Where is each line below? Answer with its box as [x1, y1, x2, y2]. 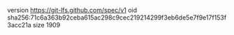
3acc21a [7, 21, 31, 29]
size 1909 [32, 21, 61, 29]
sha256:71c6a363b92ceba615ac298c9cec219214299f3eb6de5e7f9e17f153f [7, 13, 227, 22]
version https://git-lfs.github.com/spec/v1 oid [7, 6, 138, 14]
